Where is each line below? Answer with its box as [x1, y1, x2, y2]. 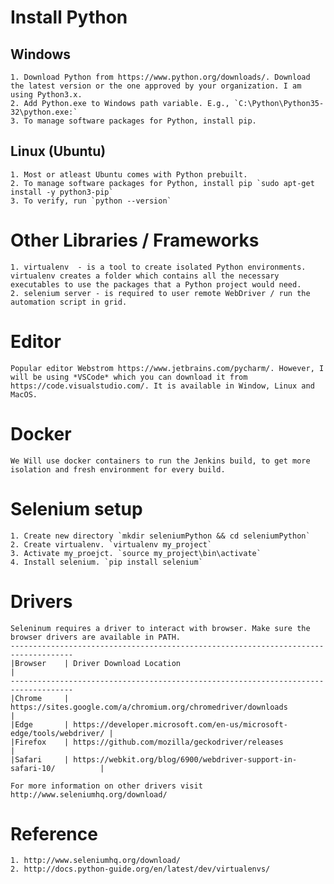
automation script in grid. [10, 297, 128, 307]
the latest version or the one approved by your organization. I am [10, 81, 302, 91]
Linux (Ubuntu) [10, 143, 107, 160]
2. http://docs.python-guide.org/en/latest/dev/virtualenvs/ [10, 864, 271, 875]
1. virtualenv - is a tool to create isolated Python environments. [10, 262, 307, 272]
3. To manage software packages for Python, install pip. [10, 116, 257, 126]
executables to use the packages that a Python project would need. [10, 279, 302, 290]
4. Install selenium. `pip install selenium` [10, 557, 203, 567]
